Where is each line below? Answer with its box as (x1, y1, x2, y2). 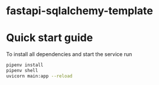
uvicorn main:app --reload (6, 73, 73, 79)
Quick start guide (6, 31, 93, 45)
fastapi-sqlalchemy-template (6, 4, 154, 18)
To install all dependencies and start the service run (6, 51, 132, 58)
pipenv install (6, 62, 44, 68)
